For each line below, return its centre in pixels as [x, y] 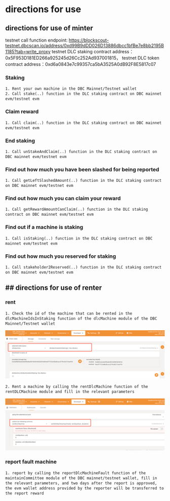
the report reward [25, 493]
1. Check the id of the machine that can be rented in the [69, 313]
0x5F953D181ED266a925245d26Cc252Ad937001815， [63, 58]
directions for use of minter [49, 28]
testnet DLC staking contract [81, 51]
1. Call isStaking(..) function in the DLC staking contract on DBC [79, 238]
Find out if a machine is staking [44, 227]
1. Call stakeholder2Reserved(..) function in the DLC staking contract [83, 267]
